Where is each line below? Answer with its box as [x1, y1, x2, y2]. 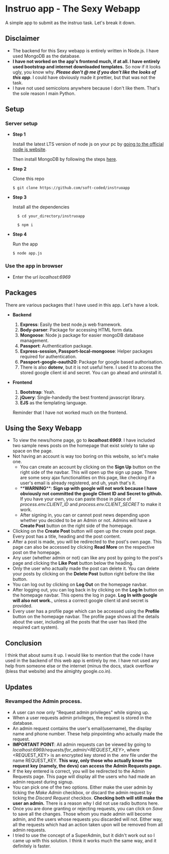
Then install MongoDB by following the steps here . [12, 156, 117, 162]
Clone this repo [12, 176, 44, 182]
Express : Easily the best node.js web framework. [20, 321, 122, 327]
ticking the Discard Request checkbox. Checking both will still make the [12, 795, 163, 801]
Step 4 [12, 231, 27, 237]
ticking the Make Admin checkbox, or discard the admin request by [12, 789, 152, 795]
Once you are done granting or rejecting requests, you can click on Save [12, 805, 163, 811]
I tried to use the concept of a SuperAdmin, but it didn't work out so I [12, 832, 155, 838]
